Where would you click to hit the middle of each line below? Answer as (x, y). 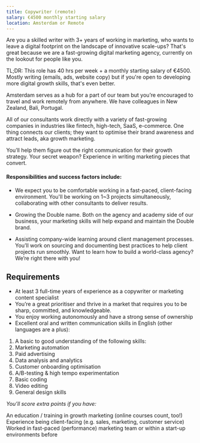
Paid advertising (35, 354)
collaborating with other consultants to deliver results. (81, 203)
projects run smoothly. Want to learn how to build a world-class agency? (104, 252)
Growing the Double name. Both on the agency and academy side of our (104, 214)
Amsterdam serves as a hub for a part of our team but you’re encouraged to (100, 95)
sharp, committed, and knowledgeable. (63, 310)
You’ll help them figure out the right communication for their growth (89, 150)
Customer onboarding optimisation (58, 367)
